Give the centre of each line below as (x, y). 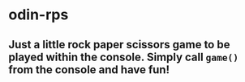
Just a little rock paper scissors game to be (119, 45)
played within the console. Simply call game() (124, 57)
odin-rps (39, 15)
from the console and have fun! (89, 70)
